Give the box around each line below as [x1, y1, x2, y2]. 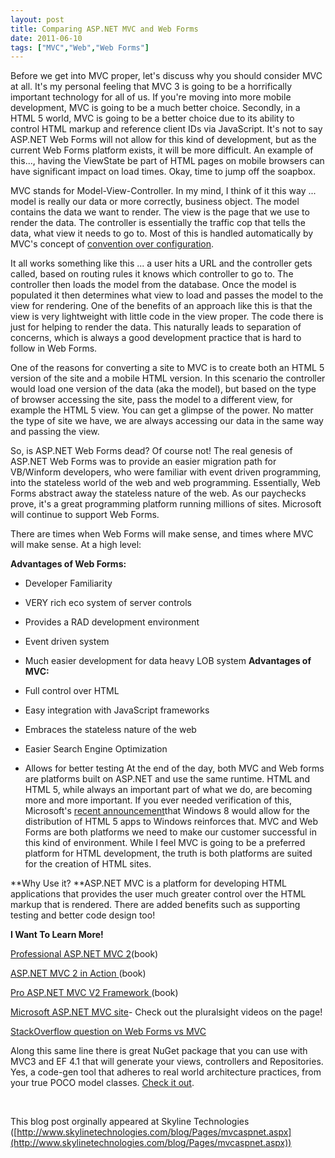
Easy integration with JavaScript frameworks [24, 704, 210, 716]
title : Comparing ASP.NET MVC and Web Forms [10, 24, 199, 34]
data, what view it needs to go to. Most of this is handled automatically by [10, 227, 314, 240]
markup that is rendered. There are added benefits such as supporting [10, 899, 301, 911]
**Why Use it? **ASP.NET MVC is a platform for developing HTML [10, 877, 287, 890]
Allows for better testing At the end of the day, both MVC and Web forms [24, 762, 325, 775]
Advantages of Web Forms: [10, 558, 127, 570]
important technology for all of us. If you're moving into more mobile [10, 91, 292, 103]
